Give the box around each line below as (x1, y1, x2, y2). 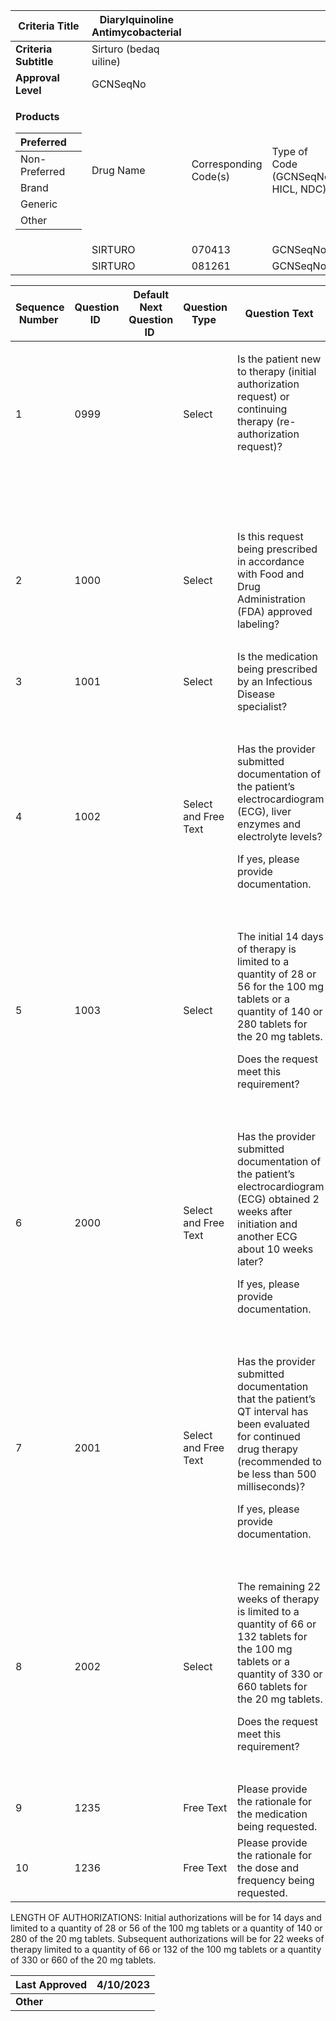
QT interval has (237, 1405, 309, 1418)
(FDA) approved (237, 605, 313, 618)
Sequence (15, 300, 65, 314)
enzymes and (237, 817, 302, 831)
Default (133, 288, 170, 301)
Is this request (237, 530, 304, 543)
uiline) (91, 55, 122, 68)
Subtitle (15, 55, 54, 68)
